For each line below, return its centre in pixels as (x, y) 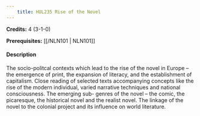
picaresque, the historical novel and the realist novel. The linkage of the (95, 100)
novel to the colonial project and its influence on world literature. (86, 106)
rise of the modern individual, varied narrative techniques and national (93, 87)
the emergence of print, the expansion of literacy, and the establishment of (99, 74)
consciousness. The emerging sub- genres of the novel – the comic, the (95, 94)
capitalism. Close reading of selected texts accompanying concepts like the (100, 81)
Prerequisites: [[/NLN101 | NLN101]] (51, 40)
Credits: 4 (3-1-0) (29, 29)
